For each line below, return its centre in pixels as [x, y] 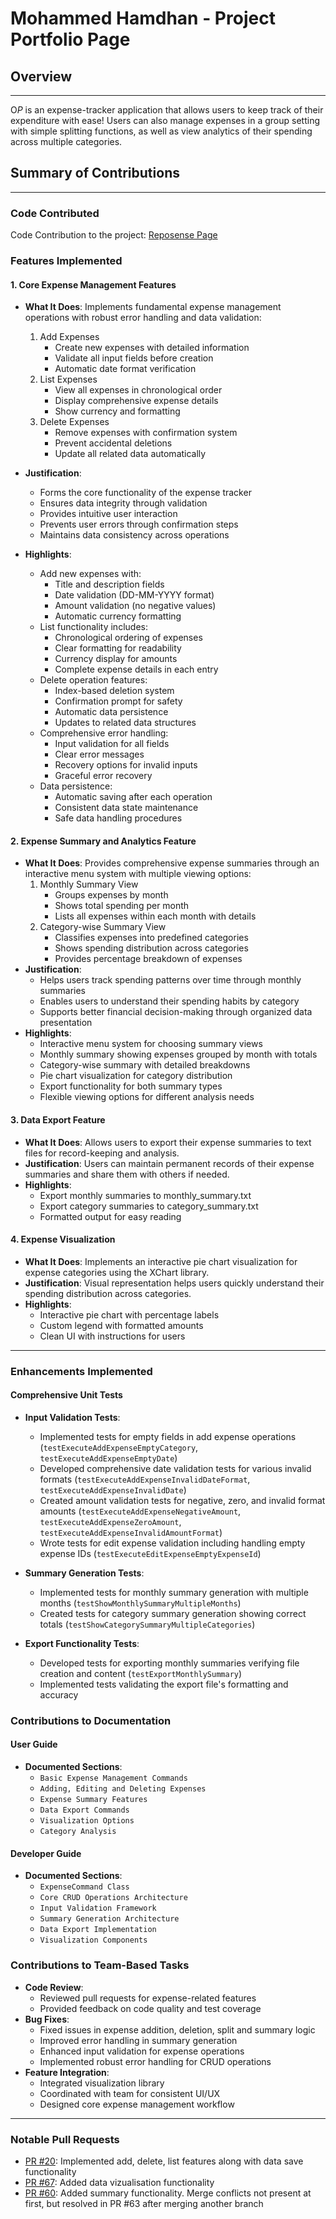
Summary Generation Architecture [109, 1919]
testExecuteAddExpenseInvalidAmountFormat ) [131, 1532]
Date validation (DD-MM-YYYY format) [134, 595]
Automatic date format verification [125, 369]
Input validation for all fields [112, 744]
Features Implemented [66, 261]
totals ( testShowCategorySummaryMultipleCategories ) [147, 1624]
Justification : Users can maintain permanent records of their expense [169, 1163]
